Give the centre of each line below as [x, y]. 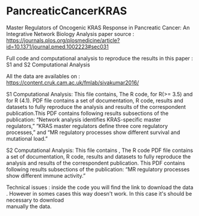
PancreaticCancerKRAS [67, 11]
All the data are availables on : [43, 76]
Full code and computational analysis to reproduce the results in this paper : [99, 58]
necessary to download [35, 200]
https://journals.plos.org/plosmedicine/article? [63, 40]
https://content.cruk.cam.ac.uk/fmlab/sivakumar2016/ [73, 83]
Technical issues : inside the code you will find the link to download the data [100, 187]
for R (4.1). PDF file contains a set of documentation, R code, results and [95, 101]
